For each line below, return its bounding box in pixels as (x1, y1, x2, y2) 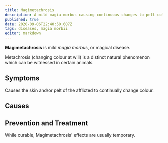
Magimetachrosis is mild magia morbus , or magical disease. (5, 45, 131, 50)
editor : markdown (5, 31, 41, 36)
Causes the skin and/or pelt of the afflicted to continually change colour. (5, 87, 154, 93)
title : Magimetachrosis (5, 7, 55, 13)
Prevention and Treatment (5, 119, 88, 127)
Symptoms (5, 74, 40, 83)
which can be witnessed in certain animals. (5, 60, 94, 65)
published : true (5, 17, 39, 22)
